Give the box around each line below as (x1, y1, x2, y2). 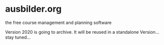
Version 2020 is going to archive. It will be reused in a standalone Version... (5, 29, 160, 35)
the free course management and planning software (5, 20, 112, 25)
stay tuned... (5, 34, 31, 40)
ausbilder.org (5, 3, 62, 15)
